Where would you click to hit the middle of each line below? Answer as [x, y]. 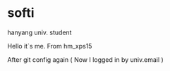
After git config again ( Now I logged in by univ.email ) [85, 59]
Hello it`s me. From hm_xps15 [50, 46]
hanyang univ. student [40, 32]
